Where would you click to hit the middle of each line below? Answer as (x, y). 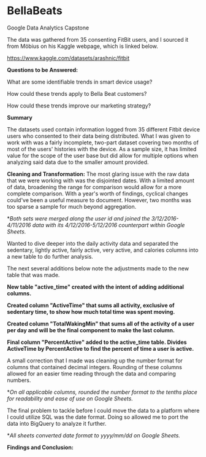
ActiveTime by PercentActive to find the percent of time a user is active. (101, 348)
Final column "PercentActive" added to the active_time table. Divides (97, 342)
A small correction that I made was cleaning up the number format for (95, 361)
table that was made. (33, 275)
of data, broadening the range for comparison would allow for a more (94, 187)
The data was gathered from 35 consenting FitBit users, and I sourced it (98, 39)
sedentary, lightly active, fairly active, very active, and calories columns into (103, 250)
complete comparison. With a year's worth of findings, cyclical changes (98, 193)
